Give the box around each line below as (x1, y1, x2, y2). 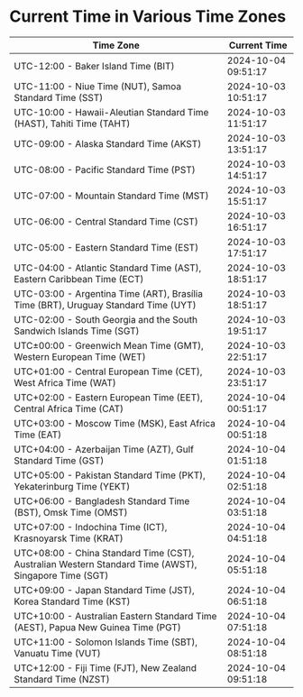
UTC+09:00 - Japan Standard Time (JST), (14, 583, 196, 596)
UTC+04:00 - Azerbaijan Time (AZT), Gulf (14, 443, 194, 455)
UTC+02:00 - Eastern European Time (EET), (14, 390, 203, 403)
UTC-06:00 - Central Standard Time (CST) (14, 215, 198, 227)
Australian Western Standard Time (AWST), (14, 557, 197, 570)
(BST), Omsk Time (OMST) (14, 506, 128, 518)
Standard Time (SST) (14, 91, 104, 104)
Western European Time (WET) (14, 350, 146, 362)
